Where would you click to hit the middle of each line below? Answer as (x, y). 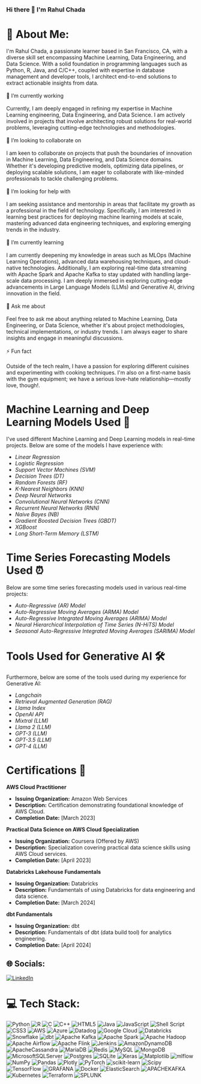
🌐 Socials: (26, 964)
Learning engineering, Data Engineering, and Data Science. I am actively (96, 115)
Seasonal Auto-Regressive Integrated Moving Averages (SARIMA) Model (105, 631)
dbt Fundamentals (29, 914)
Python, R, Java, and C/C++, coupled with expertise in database (85, 70)
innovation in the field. (34, 293)
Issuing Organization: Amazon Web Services (71, 798)
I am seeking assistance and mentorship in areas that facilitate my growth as (101, 204)
